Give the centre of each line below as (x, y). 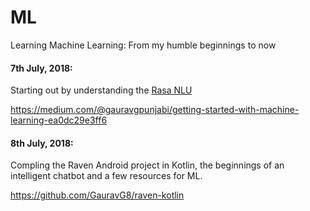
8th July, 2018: (42, 143)
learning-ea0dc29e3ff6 (59, 120)
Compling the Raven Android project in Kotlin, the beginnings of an (147, 165)
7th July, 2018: (41, 68)
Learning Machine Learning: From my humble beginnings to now (143, 45)
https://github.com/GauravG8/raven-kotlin (97, 195)
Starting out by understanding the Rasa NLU (101, 90)
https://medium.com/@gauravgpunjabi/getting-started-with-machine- (155, 110)
